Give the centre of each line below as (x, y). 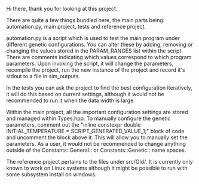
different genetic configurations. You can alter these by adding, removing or (99, 45)
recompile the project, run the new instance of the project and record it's (96, 70)
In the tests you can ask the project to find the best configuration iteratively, (99, 88)
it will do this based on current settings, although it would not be (85, 94)
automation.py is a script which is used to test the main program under (93, 38)
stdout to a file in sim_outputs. (43, 76)
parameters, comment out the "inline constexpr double (74, 125)
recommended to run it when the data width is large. (71, 100)
